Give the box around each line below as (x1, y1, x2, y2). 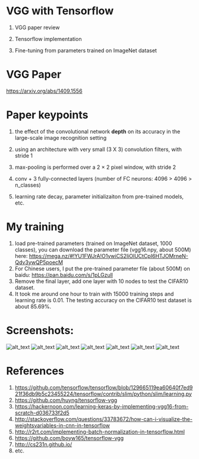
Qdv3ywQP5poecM (14, 259, 64, 266)
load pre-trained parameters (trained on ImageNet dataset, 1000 (14, 240, 172, 247)
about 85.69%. (14, 303, 52, 310)
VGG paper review (14, 24, 60, 31)
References (6, 364, 64, 378)
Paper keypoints (6, 108, 89, 122)
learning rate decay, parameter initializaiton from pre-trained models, (14, 193, 184, 200)
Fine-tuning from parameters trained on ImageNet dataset (14, 46, 157, 54)
